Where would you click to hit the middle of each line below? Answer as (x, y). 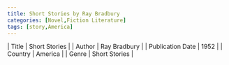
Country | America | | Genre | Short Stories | (71, 54)
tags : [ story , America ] (40, 27)
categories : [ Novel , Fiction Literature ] (67, 20)
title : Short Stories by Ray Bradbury (64, 14)
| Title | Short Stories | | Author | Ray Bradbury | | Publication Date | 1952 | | (115, 47)
